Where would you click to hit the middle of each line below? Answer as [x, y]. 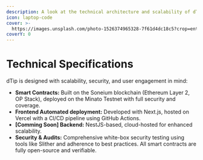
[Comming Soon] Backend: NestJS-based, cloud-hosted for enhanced [104, 125]
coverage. [27, 106]
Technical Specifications [70, 64]
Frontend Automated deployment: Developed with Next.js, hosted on [102, 112]
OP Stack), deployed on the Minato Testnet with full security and [95, 99]
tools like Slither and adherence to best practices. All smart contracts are [105, 144]
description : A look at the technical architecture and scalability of [98, 12]
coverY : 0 [19, 34]
